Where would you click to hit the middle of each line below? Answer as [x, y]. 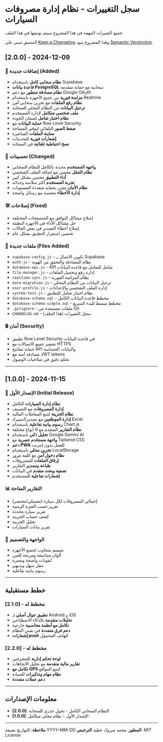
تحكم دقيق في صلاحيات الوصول [41, 359]
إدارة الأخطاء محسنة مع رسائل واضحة [46, 192]
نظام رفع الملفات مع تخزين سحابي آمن [47, 102]
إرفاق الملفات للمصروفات [35, 460]
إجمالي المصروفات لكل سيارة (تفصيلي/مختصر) [55, 501]
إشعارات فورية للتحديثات [34, 138]
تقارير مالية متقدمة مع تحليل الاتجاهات [46, 664]
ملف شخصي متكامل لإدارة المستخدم [45, 113]
